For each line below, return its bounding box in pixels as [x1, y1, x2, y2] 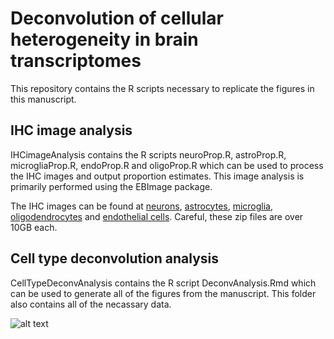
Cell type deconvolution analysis [10, 250, 219, 267]
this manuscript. [10, 93, 77, 105]
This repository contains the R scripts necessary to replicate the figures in [10, 82, 315, 94]
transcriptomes [10, 50, 142, 72]
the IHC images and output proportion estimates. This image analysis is [10, 170, 305, 182]
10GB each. [10, 221, 58, 233]
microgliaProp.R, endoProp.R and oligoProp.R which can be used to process [10, 159, 324, 171]
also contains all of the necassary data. [10, 298, 172, 310]
